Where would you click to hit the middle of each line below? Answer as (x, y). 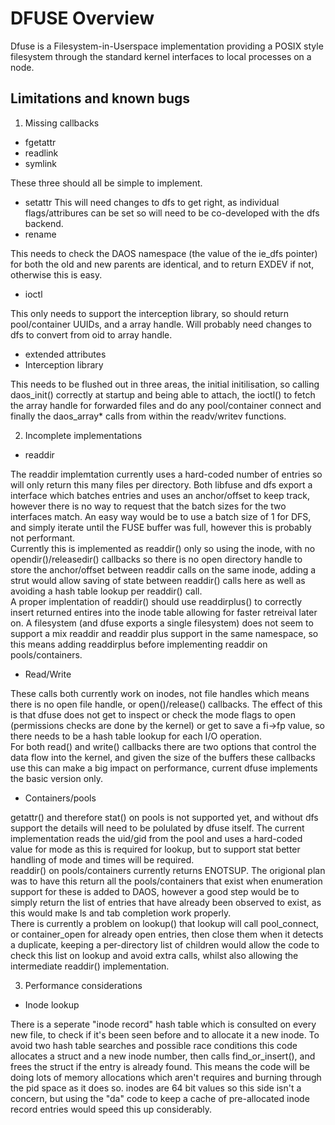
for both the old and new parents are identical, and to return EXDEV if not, (162, 264)
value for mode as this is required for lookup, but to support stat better (155, 849)
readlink (41, 153)
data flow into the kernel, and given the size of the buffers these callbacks (163, 757)
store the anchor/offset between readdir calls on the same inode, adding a (163, 569)
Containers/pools (60, 798)
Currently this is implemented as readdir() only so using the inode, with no (163, 548)
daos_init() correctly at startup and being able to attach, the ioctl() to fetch (163, 394)
